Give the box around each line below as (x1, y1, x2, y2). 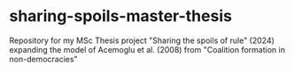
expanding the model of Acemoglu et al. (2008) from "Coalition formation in (9, 44, 286, 54)
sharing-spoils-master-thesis (9, 6, 233, 26)
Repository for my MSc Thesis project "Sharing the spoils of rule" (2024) (9, 35, 275, 46)
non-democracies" (9, 53, 78, 64)
